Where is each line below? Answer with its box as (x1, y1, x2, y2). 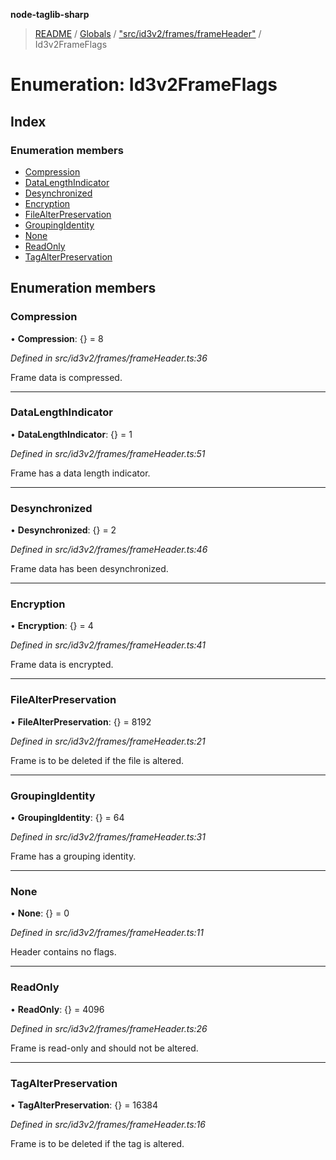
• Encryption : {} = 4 (10, 620, 94, 632)
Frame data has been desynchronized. (10, 563, 169, 575)
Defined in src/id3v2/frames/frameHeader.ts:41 (10, 639, 207, 651)
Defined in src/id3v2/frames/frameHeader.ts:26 (10, 1022, 208, 1034)
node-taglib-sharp (10, 9, 90, 20)
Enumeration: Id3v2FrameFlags (10, 74, 278, 96)
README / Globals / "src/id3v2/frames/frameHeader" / (34, 28, 262, 39)
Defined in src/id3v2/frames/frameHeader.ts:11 (10, 927, 204, 939)
